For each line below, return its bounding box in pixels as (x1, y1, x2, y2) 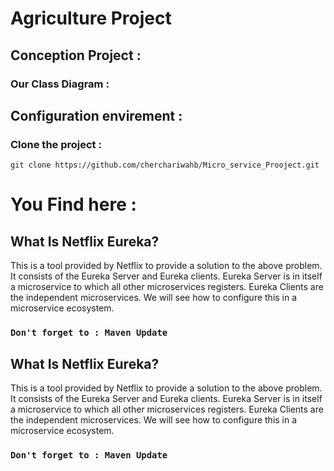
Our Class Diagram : (10, 77, 110, 91)
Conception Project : (10, 47, 142, 64)
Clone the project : (10, 137, 102, 151)
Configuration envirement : (10, 107, 183, 124)
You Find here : (10, 193, 137, 216)
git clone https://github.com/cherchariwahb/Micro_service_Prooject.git (10, 160, 320, 171)
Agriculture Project (10, 7, 172, 30)
